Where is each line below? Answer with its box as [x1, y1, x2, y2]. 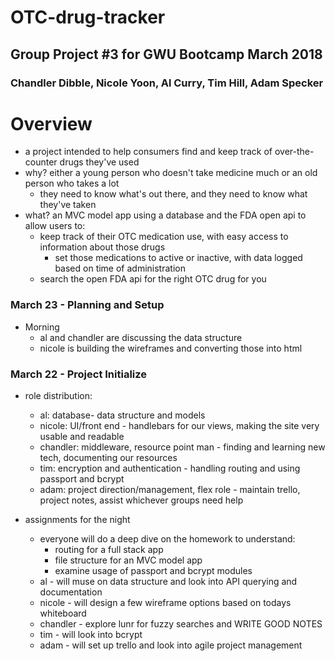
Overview [10, 112, 93, 135]
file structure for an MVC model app [54, 554, 203, 566]
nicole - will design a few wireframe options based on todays [39, 597, 292, 609]
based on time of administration [54, 262, 186, 275]
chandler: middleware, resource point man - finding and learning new [39, 441, 326, 453]
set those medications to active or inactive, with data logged [54, 252, 303, 264]
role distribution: [24, 390, 93, 402]
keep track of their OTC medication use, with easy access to [39, 231, 289, 243]
